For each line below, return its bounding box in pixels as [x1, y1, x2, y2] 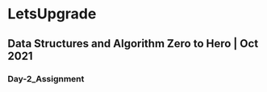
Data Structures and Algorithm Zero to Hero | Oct [7, 37, 259, 50]
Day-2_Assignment [7, 73, 85, 84]
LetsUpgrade [7, 5, 97, 23]
